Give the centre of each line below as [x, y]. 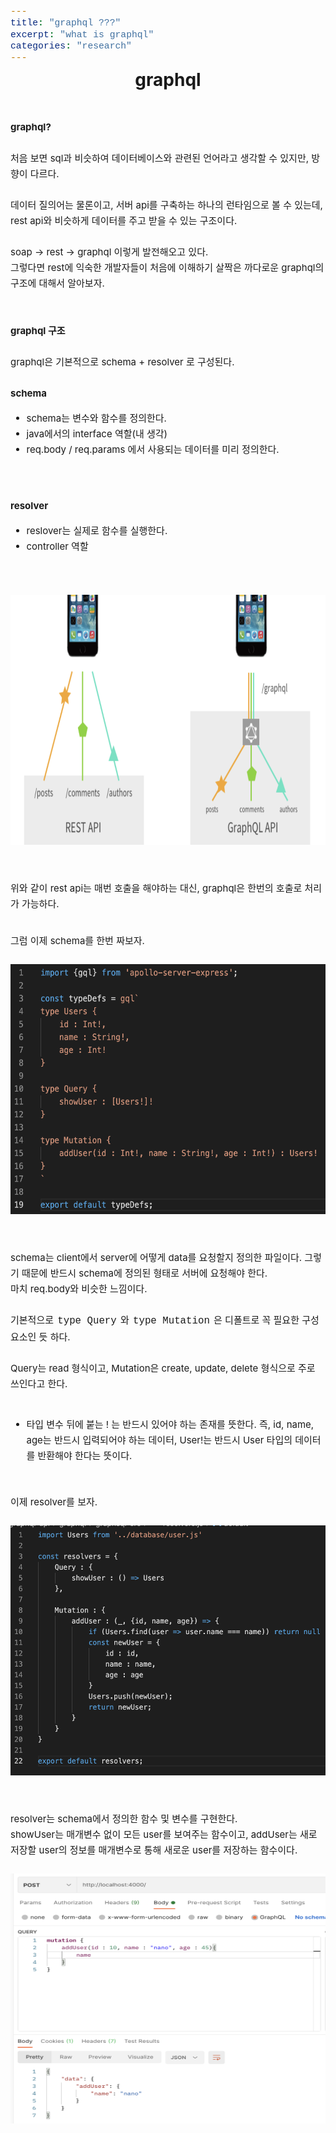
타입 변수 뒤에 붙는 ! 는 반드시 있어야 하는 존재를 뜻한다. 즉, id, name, [170, 1424]
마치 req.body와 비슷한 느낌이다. [79, 1288]
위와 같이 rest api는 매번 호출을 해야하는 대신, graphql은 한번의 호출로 [156, 888]
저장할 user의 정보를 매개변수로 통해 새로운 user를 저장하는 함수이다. [154, 1849]
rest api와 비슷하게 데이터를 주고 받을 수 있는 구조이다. [124, 220]
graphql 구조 [38, 330]
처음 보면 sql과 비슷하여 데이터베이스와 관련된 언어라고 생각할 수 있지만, [160, 158]
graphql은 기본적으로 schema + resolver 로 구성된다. [122, 361]
